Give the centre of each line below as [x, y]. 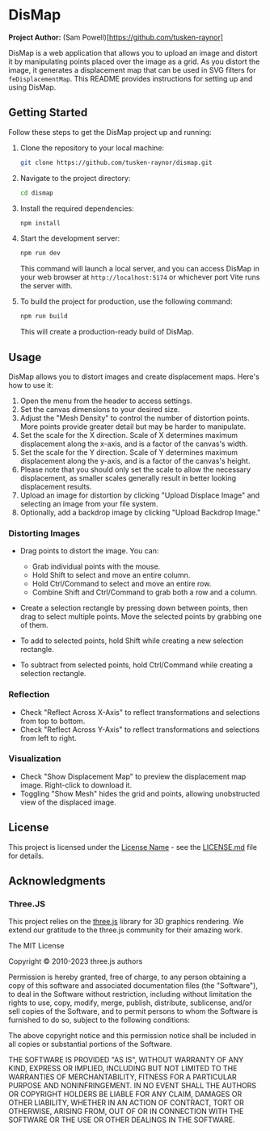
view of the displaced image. [68, 802]
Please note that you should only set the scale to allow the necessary [135, 469]
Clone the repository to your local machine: [92, 148]
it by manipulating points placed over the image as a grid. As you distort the [134, 61]
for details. [26, 856]
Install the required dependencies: [77, 208]
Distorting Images [44, 533]
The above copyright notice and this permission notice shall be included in [132, 1036]
